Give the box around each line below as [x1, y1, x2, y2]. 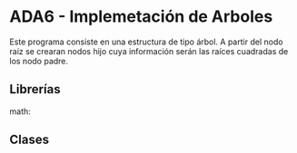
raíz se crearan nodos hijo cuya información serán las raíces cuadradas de [9, 45, 289, 56]
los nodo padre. [9, 55, 69, 66]
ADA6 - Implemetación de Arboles [9, 6, 273, 27]
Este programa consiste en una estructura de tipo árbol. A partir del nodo [9, 36, 283, 47]
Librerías [9, 81, 61, 97]
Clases [9, 132, 50, 148]
